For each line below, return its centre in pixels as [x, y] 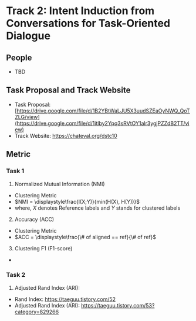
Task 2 [16, 275]
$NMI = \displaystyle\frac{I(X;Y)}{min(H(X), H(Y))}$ [77, 201]
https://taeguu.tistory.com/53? [118, 305]
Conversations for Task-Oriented [88, 23]
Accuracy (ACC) [34, 219]
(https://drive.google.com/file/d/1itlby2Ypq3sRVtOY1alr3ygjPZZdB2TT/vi [102, 123]
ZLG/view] [27, 117]
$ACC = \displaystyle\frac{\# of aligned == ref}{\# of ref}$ [85, 237]
